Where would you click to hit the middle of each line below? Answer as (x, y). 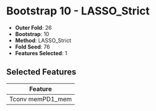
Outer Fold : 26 (33, 28)
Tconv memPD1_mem (41, 99)
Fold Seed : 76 (32, 47)
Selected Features (41, 72)
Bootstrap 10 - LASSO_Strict (78, 11)
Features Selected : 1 (41, 53)
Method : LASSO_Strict (43, 40)
